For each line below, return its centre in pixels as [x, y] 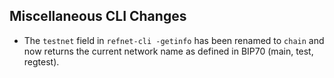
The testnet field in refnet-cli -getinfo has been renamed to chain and [174, 40]
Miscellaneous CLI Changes [98, 16]
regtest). [41, 61]
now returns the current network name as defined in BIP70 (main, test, [168, 51]
